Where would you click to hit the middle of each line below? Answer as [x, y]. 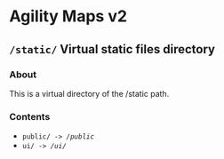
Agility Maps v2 [68, 16]
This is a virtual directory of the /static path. [89, 93]
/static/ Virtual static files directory [112, 49]
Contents [30, 116]
